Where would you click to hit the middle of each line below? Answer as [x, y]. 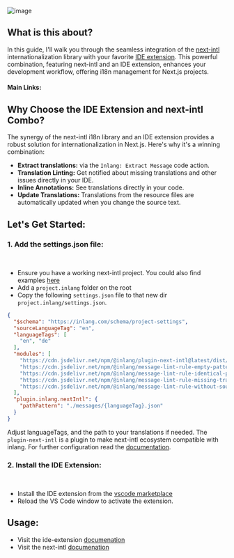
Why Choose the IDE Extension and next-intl [105, 109]
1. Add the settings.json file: [55, 244]
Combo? [26, 120]
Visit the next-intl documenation [63, 547]
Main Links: [24, 88]
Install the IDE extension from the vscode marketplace [95, 494]
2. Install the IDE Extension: [55, 465]
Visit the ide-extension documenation [71, 539]
